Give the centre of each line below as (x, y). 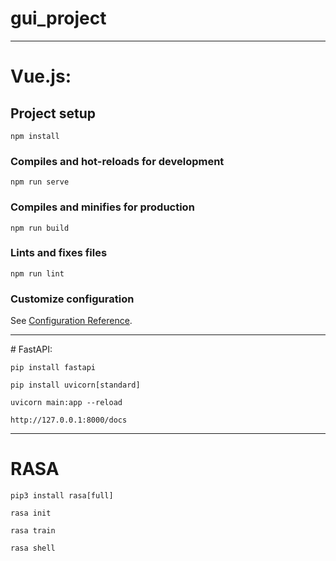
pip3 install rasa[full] (62, 496)
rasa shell (33, 548)
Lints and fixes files (59, 253)
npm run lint (37, 273)
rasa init (31, 513)
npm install (35, 136)
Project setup (53, 113)
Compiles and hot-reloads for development (117, 161)
